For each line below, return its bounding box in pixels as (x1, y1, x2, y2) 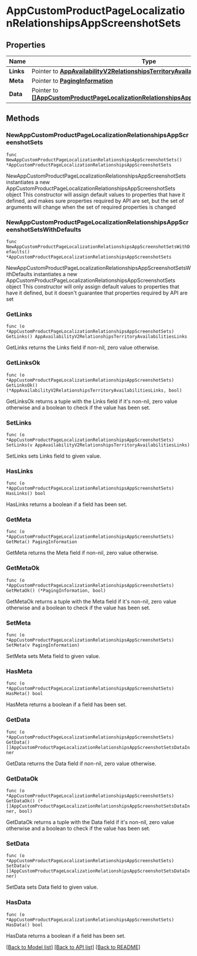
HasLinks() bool (6, 491, 46, 497)
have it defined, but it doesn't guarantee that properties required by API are (6, 289, 188, 296)
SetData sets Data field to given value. (6, 884, 98, 891)
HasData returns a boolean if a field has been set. (6, 932, 126, 939)
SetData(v (6, 863, 30, 869)
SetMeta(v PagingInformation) (6, 642, 80, 649)
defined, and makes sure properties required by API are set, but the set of (6, 197, 185, 204)
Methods (6, 113, 40, 124)
